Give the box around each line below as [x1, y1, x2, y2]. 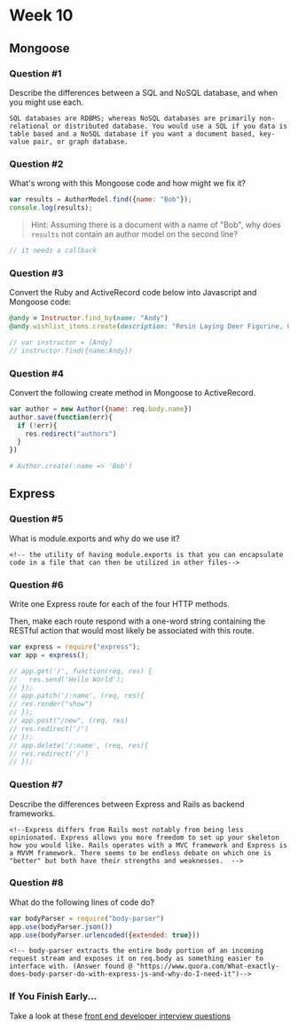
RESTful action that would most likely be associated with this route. [9, 625, 255, 635]
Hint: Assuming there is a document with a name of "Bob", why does [30, 219, 281, 230]
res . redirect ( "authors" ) [25, 429, 117, 438]
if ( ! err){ [17, 421, 58, 430]
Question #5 [9, 513, 64, 525]
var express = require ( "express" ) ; [9, 642, 141, 651]
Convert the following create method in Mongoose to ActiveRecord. [9, 387, 256, 397]
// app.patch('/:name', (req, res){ [9, 691, 145, 701]
